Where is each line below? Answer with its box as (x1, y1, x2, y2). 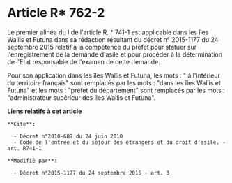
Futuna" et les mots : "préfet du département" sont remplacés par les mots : (7, 86, 225, 94)
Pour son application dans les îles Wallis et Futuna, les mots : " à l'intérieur (7, 71, 221, 80)
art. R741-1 (7, 145, 42, 152)
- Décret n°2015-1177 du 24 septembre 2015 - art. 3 (13, 169, 170, 176)
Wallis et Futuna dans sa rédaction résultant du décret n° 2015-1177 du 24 (7, 35, 219, 43)
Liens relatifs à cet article (7, 107, 82, 115)
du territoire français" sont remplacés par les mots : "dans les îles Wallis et (7, 78, 221, 87)
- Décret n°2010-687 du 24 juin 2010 (13, 133, 123, 140)
